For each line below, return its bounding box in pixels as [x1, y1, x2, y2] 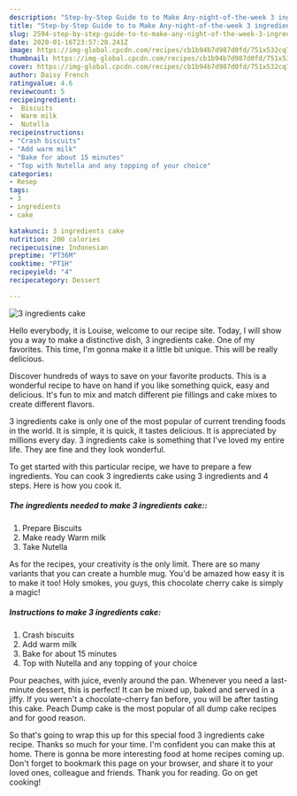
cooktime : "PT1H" [9, 259, 73, 268]
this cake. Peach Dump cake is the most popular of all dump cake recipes [9, 703, 277, 714]
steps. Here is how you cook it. [9, 480, 122, 491]
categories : [9, 169, 53, 178]
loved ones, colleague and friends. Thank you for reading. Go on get [9, 767, 258, 777]
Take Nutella [21, 541, 68, 552]
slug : [9, 29, 29, 38]
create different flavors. [9, 398, 95, 409]
